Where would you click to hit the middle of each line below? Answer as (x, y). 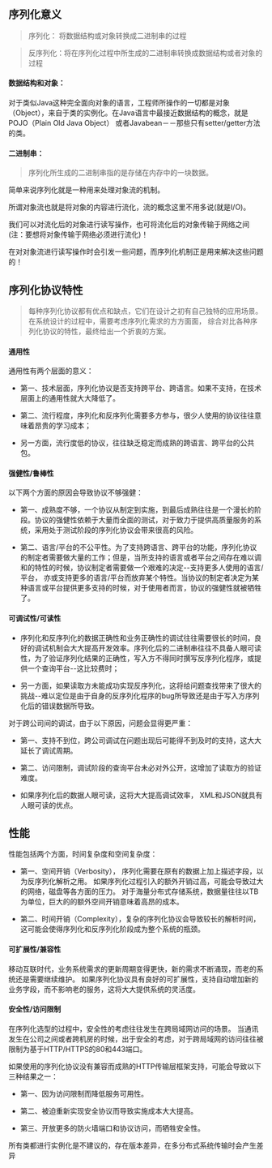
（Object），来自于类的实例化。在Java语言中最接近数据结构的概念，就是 (128, 113)
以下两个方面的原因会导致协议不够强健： (76, 492)
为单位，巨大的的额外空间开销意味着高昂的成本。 (102, 902)
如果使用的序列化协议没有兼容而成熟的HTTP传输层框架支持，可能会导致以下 (135, 1066)
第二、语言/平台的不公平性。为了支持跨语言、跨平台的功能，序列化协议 (138, 547)
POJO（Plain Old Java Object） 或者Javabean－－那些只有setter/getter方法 (134, 123)
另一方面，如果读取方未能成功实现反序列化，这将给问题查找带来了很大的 (140, 685)
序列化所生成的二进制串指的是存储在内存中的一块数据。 (120, 173)
